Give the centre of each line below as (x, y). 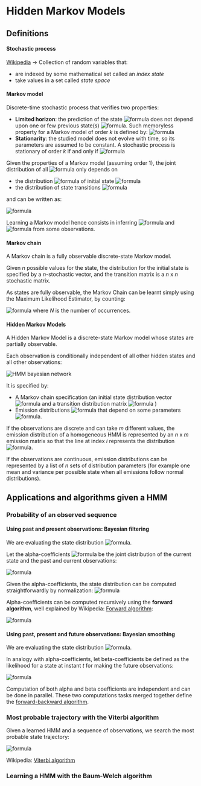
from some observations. (64, 229)
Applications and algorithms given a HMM (87, 497)
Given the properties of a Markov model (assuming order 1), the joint (91, 163)
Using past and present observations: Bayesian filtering (78, 529)
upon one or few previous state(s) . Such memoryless (94, 126)
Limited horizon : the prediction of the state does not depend (104, 119)
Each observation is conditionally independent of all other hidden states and (101, 356)
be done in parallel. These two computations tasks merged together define (99, 695)
